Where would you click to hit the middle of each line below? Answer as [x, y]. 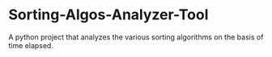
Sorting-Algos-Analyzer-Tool [108, 15]
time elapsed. [31, 45]
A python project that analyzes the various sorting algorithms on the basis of [136, 37]
